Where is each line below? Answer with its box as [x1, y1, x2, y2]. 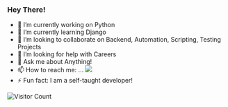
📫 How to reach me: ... [17, 66, 84, 74]
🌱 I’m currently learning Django [17, 28, 106, 36]
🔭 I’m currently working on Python [17, 21, 115, 29]
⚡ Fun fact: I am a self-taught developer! [17, 76, 133, 85]
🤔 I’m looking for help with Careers [17, 50, 117, 58]
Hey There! [7, 5, 46, 15]
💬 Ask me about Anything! [17, 58, 92, 66]
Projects [17, 43, 42, 51]
